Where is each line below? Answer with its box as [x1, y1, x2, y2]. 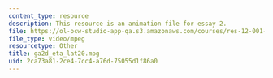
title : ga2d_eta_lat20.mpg [8, 50, 100, 58]
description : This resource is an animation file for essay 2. [8, 19, 227, 28]
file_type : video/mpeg [8, 34, 85, 43]
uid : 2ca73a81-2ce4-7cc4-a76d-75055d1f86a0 [8, 58, 158, 66]
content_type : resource [8, 11, 89, 20]
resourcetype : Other [8, 42, 79, 50]
